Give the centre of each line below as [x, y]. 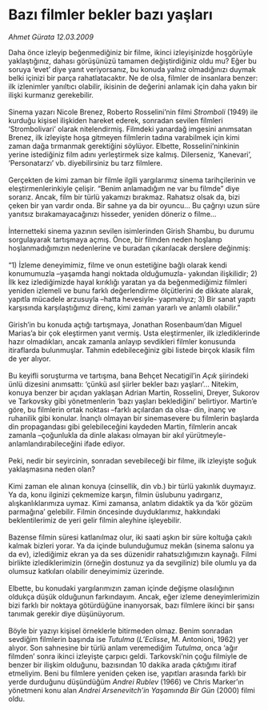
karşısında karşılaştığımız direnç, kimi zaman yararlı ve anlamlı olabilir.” [124, 307]
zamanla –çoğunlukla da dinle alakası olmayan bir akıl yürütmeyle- [117, 435]
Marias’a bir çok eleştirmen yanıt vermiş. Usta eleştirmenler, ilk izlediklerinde [134, 333]
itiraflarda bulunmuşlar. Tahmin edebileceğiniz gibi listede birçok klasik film [132, 350]
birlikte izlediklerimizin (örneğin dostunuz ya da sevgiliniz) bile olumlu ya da [133, 563]
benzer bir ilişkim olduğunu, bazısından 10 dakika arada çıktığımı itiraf [123, 664]
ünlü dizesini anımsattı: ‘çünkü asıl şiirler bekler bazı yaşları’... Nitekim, [123, 384]
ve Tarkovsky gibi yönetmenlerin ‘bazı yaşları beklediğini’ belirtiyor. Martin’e [133, 401]
